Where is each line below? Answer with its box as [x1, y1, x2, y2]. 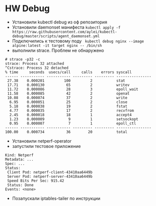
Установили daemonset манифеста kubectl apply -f [12, 24, 121, 30]
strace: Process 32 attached [5, 61, 64, 66]
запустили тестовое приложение [12, 143, 81, 149]
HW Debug [5, 3, 50, 14]
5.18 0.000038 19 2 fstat [9, 103, 128, 109]
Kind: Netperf [5, 152, 34, 158]
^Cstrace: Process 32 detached [5, 65, 69, 70]
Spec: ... [5, 161, 25, 166]
